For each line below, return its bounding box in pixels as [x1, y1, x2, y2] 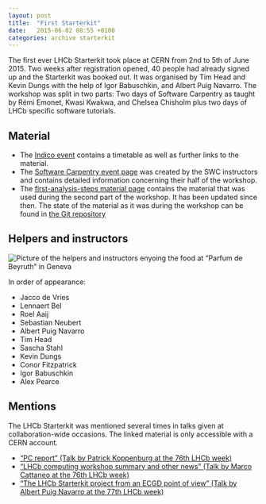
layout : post [8, 11, 52, 20]
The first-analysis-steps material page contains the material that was [19, 184, 245, 194]
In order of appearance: [8, 277, 86, 287]
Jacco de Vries [19, 292, 70, 302]
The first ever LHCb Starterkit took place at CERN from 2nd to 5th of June [8, 56, 250, 65]
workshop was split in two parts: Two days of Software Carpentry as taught [8, 89, 256, 99]
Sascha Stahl [19, 343, 64, 352]
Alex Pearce [19, 376, 60, 386]
